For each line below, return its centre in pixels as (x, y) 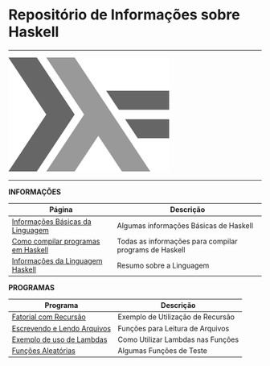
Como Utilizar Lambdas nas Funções (178, 339)
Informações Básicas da (51, 221)
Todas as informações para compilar (177, 241)
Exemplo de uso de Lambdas (59, 339)
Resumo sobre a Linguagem (163, 265)
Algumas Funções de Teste (162, 351)
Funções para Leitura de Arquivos (174, 328)
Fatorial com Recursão (49, 317)
